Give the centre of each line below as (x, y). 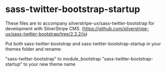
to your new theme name (49, 64)
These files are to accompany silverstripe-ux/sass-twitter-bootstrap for (80, 23)
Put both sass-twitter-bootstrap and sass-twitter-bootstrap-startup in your (83, 43)
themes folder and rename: (34, 49)
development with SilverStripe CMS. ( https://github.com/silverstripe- (77, 28)
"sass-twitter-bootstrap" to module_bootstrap (53, 58)
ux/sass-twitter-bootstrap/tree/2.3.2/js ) (46, 34)
